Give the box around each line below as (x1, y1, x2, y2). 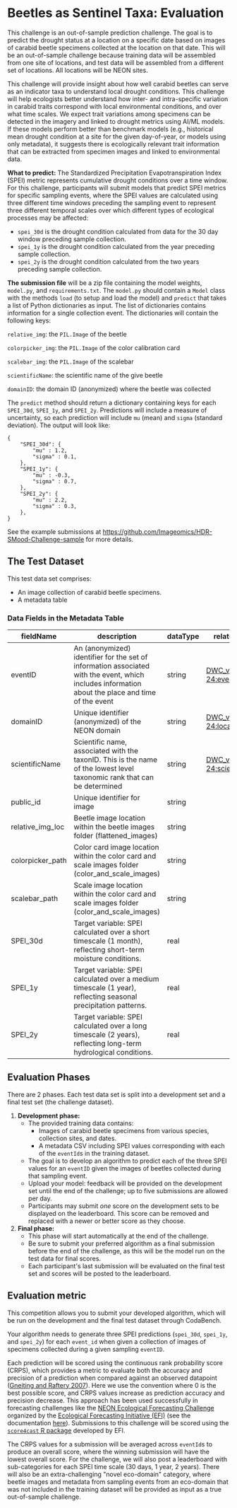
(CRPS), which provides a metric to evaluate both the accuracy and (7, 1366, 202, 1374)
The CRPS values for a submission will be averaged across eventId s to (7, 1439, 213, 1448)
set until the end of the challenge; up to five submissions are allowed (28, 1186, 228, 1195)
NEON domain (73, 726, 121, 736)
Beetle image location (73, 813, 146, 823)
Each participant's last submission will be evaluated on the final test (28, 1261, 225, 1270)
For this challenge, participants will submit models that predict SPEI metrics (7, 183, 226, 192)
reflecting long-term (73, 1038, 142, 1048)
